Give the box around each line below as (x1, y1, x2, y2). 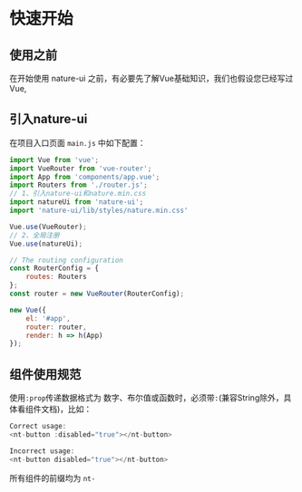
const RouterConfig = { (9, 264, 100, 273)
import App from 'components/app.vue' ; (9, 172, 161, 181)
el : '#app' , (25, 314, 71, 323)
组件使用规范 (9, 366, 82, 381)
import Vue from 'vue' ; (9, 155, 100, 164)
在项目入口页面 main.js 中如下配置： (9, 137, 146, 148)
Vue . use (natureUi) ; (9, 239, 83, 248)
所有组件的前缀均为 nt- (9, 472, 96, 483)
